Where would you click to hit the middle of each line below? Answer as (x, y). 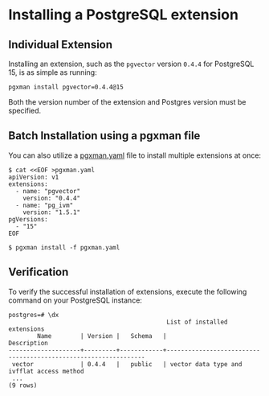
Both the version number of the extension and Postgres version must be (127, 102)
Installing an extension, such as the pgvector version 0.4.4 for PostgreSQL (131, 64)
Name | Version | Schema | (102, 336)
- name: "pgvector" (48, 191)
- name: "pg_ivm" (45, 205)
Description (28, 343)
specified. (25, 111)
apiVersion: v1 (34, 177)
